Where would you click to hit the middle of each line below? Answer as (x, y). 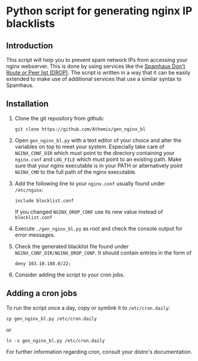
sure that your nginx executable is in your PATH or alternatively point (99, 166)
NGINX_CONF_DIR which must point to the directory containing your (95, 153)
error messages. (35, 235)
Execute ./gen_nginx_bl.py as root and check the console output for (99, 228)
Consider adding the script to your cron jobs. (70, 275)
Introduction (30, 46)
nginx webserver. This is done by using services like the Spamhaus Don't (96, 66)
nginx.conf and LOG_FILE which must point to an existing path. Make (98, 159)
